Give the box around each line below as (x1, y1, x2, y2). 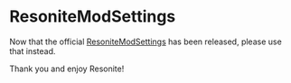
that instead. (9, 45, 56, 56)
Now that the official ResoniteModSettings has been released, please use (9, 36, 282, 47)
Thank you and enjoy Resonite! (9, 63, 125, 74)
